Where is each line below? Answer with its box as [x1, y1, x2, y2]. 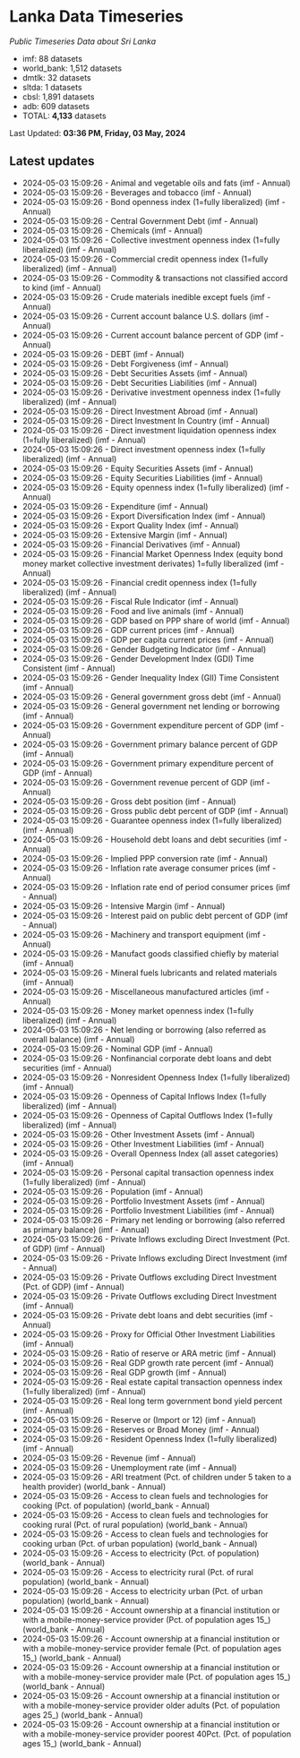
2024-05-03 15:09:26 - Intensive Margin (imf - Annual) [21, 900, 226, 911]
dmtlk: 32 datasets [21, 72, 91, 82]
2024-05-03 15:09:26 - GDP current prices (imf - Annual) [21, 624, 236, 635]
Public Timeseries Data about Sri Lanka [9, 36, 157, 47]
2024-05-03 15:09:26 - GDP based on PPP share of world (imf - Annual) [21, 615, 290, 626]
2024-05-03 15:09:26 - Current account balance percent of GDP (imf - [21, 330, 285, 340]
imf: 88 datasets [21, 53, 83, 64]
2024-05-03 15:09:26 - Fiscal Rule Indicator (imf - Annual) [21, 596, 239, 606]
